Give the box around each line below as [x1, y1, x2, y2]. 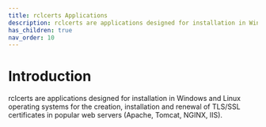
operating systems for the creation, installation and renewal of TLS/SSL [8, 102, 241, 111]
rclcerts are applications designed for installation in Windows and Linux [8, 94, 241, 103]
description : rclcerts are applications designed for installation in [8, 19, 246, 27]
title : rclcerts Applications [8, 11, 108, 20]
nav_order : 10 [8, 33, 55, 42]
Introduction [8, 68, 92, 85]
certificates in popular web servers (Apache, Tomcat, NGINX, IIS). [8, 110, 223, 120]
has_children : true [8, 26, 73, 34]
